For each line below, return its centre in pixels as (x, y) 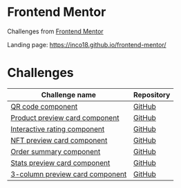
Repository (152, 94)
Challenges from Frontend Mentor (55, 31)
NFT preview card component (59, 140)
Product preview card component (65, 117)
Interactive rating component (58, 129)
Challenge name (69, 94)
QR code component (44, 106)
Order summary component (56, 151)
